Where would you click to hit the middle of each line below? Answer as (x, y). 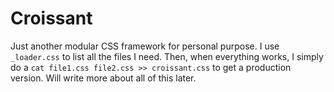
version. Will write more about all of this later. (103, 78)
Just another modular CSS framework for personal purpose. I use (145, 46)
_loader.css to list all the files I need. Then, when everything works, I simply (167, 56)
